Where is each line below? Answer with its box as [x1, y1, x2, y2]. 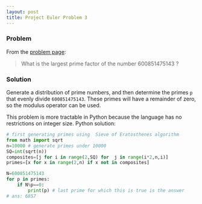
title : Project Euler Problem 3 [6, 15, 87, 21]
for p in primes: [6, 176, 50, 182]
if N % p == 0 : [17, 182, 45, 188]
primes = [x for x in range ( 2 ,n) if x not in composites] [6, 160, 150, 166]
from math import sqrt [6, 137, 63, 143]
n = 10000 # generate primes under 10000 [6, 143, 107, 149]
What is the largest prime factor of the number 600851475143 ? [21, 60, 179, 67]
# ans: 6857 [6, 193, 36, 199]
